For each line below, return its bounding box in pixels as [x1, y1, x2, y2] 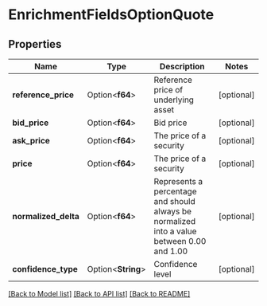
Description [159, 61, 205, 72]
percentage [153, 186, 197, 197]
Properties [8, 37, 62, 51]
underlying [153, 94, 195, 105]
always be [153, 206, 192, 217]
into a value [153, 226, 197, 237]
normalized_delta [12, 211, 79, 222]
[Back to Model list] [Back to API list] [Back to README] [8, 289, 191, 298]
